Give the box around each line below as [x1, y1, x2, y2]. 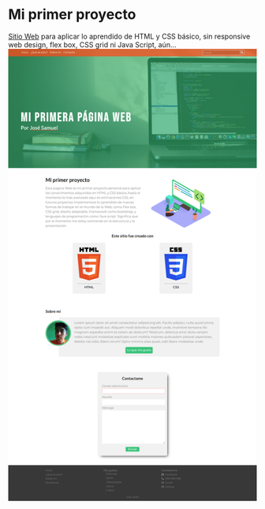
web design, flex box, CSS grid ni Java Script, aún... [8, 39, 177, 49]
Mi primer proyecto [8, 6, 136, 24]
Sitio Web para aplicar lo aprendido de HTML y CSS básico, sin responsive [8, 32, 251, 41]
